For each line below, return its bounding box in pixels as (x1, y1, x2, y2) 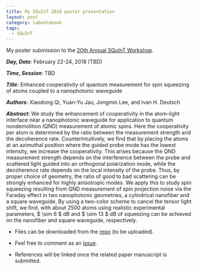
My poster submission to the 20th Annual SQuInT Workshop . (6, 47, 154, 54)
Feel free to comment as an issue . (14, 240, 98, 247)
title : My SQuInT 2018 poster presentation (6, 8, 115, 15)
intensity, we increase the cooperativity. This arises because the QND (6, 148, 176, 155)
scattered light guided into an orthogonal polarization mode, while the (6, 160, 176, 168)
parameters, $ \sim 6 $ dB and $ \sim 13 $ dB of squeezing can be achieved (6, 211, 191, 218)
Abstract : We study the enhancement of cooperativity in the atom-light (6, 110, 180, 117)
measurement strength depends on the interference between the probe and (6, 154, 191, 161)
